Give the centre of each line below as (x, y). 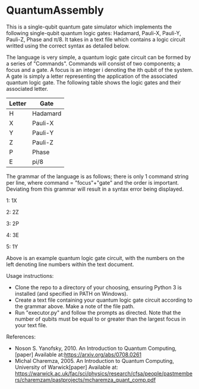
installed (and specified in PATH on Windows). (71, 293)
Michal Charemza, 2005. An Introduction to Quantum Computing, (94, 360)
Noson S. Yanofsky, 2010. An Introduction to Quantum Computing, (96, 348)
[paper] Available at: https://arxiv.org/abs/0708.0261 (78, 355)
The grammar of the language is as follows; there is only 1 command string (97, 176)
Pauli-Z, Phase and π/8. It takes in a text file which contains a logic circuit (96, 39)
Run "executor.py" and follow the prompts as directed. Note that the (98, 312)
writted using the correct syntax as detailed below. (68, 46)
